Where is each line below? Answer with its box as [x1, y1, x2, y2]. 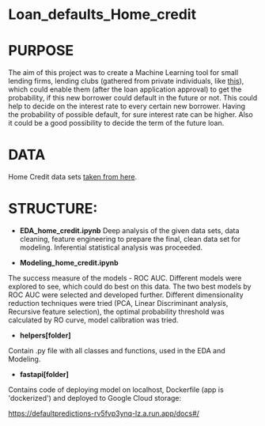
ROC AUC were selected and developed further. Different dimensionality [8, 290, 244, 300]
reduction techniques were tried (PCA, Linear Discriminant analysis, [8, 299, 229, 307]
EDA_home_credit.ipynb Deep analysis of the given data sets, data [19, 226, 240, 235]
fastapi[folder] [19, 370, 70, 379]
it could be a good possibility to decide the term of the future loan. [8, 119, 225, 128]
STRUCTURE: [8, 200, 98, 218]
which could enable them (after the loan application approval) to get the [8, 85, 242, 94]
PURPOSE [8, 42, 74, 60]
